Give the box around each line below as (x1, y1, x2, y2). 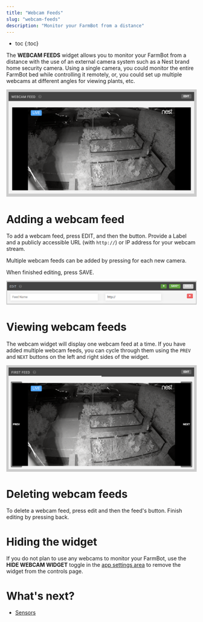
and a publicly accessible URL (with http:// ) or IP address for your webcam (6, 239, 196, 246)
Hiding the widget (6, 535, 98, 549)
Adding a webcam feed (6, 212, 125, 226)
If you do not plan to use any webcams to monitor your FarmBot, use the (6, 555, 187, 562)
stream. (6, 246, 25, 253)
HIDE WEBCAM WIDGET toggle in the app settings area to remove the (6, 561, 181, 569)
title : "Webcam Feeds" (6, 10, 63, 16)
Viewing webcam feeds (6, 320, 127, 333)
